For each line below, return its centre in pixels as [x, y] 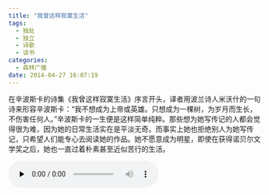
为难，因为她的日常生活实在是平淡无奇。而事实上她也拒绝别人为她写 [134, 129]
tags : [17, 23]
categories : [28, 61]
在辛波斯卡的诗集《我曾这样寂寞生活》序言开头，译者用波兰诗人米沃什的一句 [134, 99]
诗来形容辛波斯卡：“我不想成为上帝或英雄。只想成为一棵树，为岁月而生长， [133, 109]
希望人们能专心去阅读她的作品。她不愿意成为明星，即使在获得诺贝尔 [141, 139]
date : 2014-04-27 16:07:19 [53, 75]
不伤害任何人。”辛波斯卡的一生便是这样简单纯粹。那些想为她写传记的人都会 [131, 119]
